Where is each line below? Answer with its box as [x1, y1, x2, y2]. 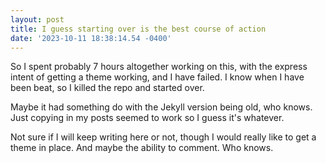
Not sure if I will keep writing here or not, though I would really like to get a [10, 131, 317, 143]
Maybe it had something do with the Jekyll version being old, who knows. [10, 101, 313, 113]
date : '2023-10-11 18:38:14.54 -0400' [10, 33, 172, 43]
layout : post [10, 14, 65, 25]
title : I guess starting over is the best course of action [10, 24, 267, 34]
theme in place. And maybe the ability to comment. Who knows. [10, 142, 274, 154]
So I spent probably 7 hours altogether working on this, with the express [10, 61, 308, 73]
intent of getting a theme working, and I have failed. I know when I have [10, 71, 305, 83]
